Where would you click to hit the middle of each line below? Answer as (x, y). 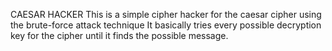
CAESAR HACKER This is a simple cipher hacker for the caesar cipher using (166, 14)
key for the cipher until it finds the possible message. (119, 35)
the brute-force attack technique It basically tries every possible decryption (166, 25)
